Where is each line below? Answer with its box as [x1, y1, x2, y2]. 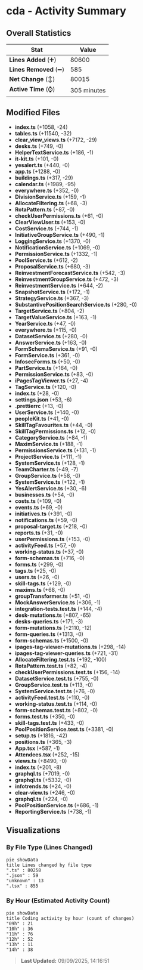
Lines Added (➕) [9, 55, 57, 64]
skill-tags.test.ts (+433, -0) [14, 719, 85, 726]
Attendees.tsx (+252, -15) [14, 750, 80, 758]
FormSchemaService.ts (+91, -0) [14, 345, 98, 353]
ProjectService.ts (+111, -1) [14, 453, 82, 460]
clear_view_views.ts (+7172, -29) [14, 136, 97, 143]
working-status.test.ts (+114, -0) [14, 700, 98, 708]
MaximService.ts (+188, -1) [14, 440, 83, 447]
